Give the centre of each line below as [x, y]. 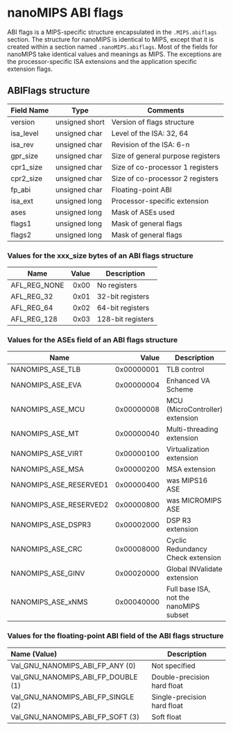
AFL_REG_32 [32, 296]
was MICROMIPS [194, 501]
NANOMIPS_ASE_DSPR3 [51, 525]
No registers [117, 285]
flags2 [21, 235]
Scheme [180, 389]
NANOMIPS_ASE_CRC [47, 549]
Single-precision [179, 697]
